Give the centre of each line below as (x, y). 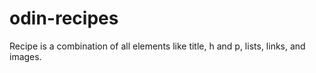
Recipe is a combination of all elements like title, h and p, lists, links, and (157, 46)
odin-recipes (64, 18)
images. (25, 56)
